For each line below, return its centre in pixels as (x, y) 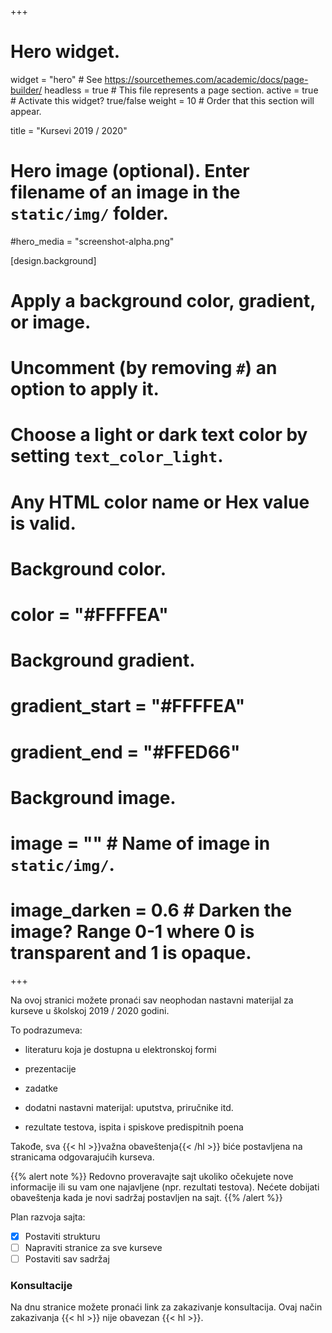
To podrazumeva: (46, 1030)
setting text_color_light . (117, 456)
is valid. (43, 523)
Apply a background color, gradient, (163, 301)
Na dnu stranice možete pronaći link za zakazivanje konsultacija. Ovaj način (166, 1307)
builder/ (26, 90)
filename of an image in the (125, 192)
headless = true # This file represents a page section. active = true (181, 90)
